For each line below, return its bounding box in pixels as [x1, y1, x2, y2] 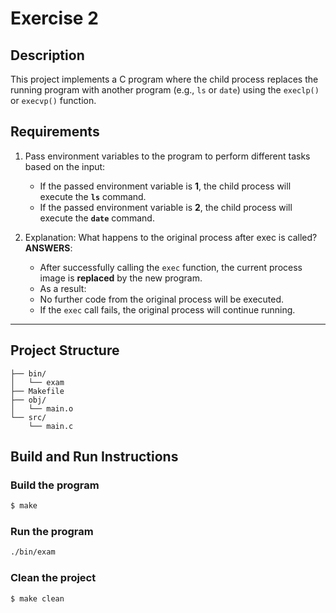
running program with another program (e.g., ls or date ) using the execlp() [10, 84, 320, 96]
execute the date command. [39, 212, 155, 224]
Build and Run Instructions [10, 448, 179, 466]
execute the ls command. [39, 190, 147, 202]
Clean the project [10, 571, 97, 585]
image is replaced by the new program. [39, 272, 203, 284]
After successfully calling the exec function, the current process [39, 261, 303, 273]
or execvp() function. [10, 95, 97, 106]
